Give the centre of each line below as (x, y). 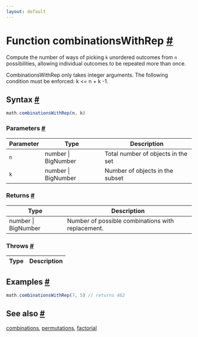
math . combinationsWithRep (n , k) (46, 113)
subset (114, 178)
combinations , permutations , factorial (52, 328)
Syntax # (23, 99)
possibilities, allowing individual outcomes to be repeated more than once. (96, 63)
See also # (26, 314)
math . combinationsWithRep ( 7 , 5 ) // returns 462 (66, 295)
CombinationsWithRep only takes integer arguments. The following (87, 75)
